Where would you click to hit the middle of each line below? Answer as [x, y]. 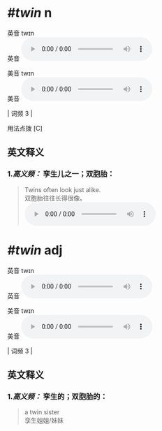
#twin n [30, 13]
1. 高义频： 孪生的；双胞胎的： [58, 396]
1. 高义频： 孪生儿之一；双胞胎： [61, 174]
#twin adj [35, 250]
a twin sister [42, 412]
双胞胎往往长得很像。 [55, 198]
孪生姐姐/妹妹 [44, 421]
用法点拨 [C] [25, 128]
